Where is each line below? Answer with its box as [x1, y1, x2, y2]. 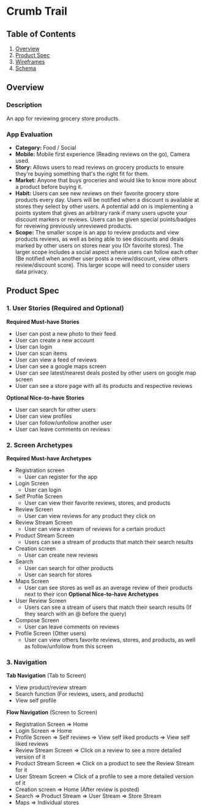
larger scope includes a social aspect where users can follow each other [15, 248, 198, 255]
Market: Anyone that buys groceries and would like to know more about [15, 176, 197, 184]
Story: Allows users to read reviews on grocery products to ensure [15, 163, 184, 171]
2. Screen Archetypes [6, 441, 73, 449]
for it [15, 766, 28, 774]
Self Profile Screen [15, 492, 63, 500]
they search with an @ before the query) [24, 609, 127, 617]
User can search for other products [24, 564, 114, 571]
